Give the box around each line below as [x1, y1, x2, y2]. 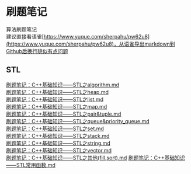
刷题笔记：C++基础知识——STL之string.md [6, 140, 111, 147]
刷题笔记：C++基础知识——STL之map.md [6, 103, 107, 110]
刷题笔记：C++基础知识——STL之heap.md [6, 88, 109, 95]
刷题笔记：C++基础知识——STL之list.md [6, 96, 104, 103]
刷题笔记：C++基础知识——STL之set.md [6, 125, 104, 132]
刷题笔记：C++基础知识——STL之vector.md [6, 147, 112, 154]
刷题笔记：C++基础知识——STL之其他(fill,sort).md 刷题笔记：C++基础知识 [6, 154, 185, 161]
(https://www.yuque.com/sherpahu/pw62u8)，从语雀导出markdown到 [6, 40, 175, 47]
